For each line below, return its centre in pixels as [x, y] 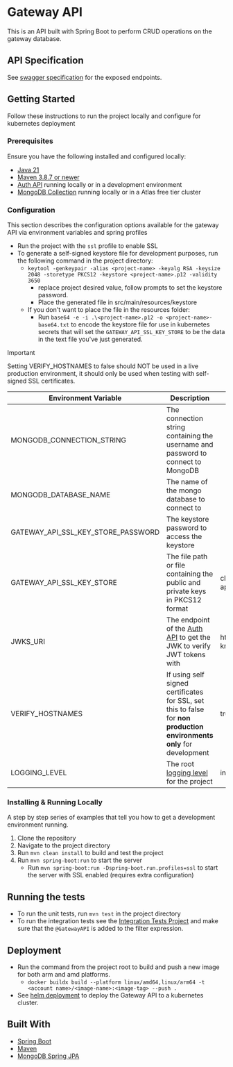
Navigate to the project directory [64, 845]
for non [178, 718]
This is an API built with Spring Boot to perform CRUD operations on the [110, 31]
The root [180, 764]
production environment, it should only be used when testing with [101, 374]
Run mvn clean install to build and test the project [90, 853]
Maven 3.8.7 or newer [48, 177]
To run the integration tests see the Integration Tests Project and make [118, 921]
